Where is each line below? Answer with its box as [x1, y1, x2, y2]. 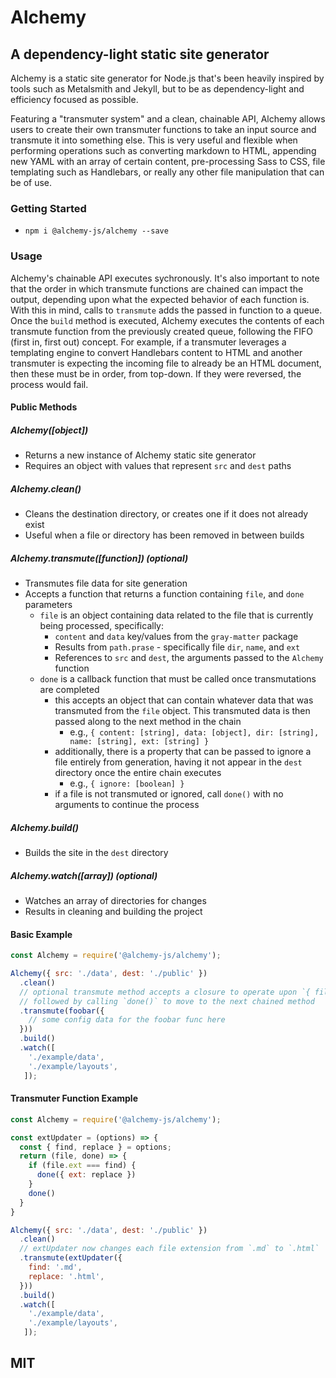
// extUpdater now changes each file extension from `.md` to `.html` [19, 1244, 320, 1254]
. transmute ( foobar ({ [19, 1006, 105, 1016]
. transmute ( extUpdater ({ [19, 1253, 123, 1263]
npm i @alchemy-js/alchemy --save [24, 226, 169, 236]
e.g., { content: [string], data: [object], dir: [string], [69, 726, 320, 738]
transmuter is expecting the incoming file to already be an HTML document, [10, 357, 322, 369]
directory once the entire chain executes [54, 767, 222, 779]
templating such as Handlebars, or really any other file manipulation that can [10, 166, 325, 178]
